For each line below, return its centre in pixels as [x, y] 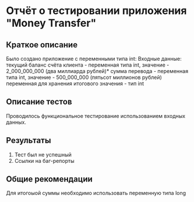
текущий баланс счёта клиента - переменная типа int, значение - [88, 65]
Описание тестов [39, 102]
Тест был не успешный [43, 154]
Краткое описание [42, 45]
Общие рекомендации [50, 179]
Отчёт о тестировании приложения [96, 11]
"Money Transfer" [51, 23]
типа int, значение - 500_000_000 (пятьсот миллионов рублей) [84, 77]
